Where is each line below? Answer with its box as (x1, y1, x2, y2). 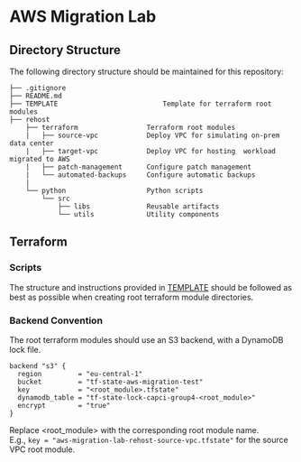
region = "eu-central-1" (17, 369, 143, 378)
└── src (41, 194, 70, 203)
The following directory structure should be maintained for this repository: (9, 66, 284, 77)
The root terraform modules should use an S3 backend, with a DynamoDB (9, 334, 284, 345)
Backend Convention (9, 314, 104, 327)
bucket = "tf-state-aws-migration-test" (17, 377, 204, 386)
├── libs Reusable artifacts (57, 202, 220, 211)
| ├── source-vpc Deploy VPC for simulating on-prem (25, 131, 280, 140)
